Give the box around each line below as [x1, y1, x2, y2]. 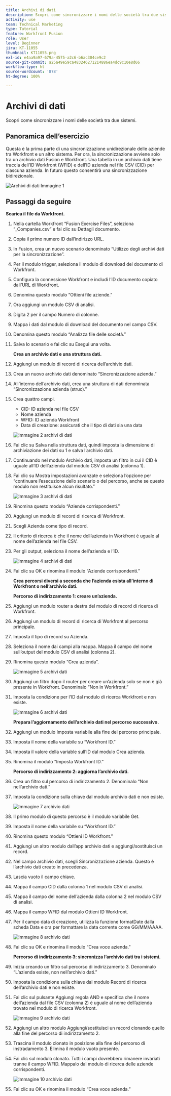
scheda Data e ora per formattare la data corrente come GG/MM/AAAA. [13, 924, 163, 930]
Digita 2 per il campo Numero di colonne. [13, 312, 99, 318]
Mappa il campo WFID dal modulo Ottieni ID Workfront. [13, 909, 128, 915]
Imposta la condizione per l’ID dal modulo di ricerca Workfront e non [13, 694, 156, 700]
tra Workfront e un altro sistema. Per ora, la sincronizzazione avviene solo [6, 151, 160, 157]
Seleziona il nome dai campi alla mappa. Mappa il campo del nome [13, 643, 153, 650]
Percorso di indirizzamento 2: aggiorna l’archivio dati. [13, 768, 129, 775]
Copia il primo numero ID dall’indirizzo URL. [13, 236, 105, 242]
